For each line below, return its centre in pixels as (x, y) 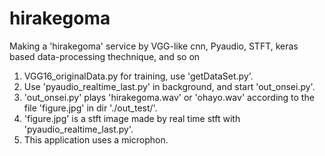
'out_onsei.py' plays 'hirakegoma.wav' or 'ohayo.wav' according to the (169, 97)
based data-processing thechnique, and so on (105, 56)
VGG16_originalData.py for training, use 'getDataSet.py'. (138, 76)
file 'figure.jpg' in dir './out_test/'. (90, 108)
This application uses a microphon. (96, 139)
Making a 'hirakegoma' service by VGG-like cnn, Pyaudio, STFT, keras (154, 46)
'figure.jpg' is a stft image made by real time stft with (132, 118)
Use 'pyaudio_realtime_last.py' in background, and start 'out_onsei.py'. (169, 86)
